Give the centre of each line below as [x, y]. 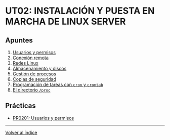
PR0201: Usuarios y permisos [43, 118]
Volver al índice [21, 132]
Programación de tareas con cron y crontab [58, 84]
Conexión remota [31, 58]
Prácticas [21, 106]
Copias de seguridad [34, 79]
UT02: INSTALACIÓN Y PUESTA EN [80, 11]
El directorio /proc [31, 90]
